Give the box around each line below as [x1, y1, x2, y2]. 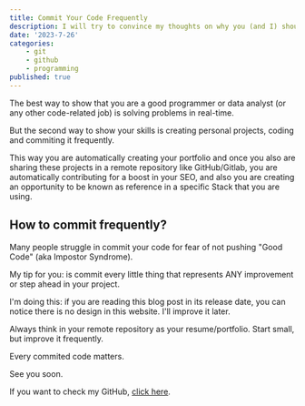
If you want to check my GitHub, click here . [9, 386, 171, 397]
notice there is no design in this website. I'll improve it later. [9, 306, 231, 317]
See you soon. [9, 368, 64, 379]
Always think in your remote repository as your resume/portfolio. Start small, [9, 323, 295, 334]
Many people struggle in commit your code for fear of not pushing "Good [9, 241, 283, 252]
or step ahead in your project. [9, 279, 121, 289]
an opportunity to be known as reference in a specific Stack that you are [9, 181, 280, 192]
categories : [9, 38, 54, 48]
